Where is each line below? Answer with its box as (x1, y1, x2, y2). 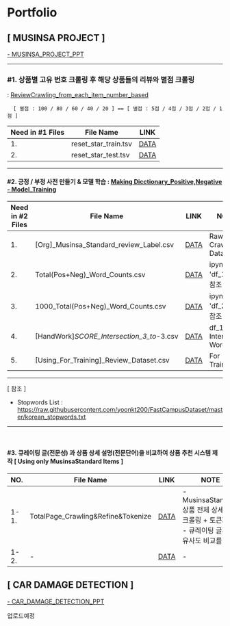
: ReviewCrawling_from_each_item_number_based (7, 91, 149, 99)
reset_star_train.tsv (71, 139, 132, 148)
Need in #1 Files (10, 128, 65, 138)
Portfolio (7, 5, 57, 21)
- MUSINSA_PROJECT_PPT (7, 50, 84, 58)
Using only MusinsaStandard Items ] (17, 457, 123, 466)
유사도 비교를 (182, 536, 222, 545)
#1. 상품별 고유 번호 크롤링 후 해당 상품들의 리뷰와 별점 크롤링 (7, 75, 195, 84)
